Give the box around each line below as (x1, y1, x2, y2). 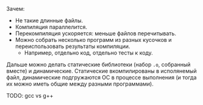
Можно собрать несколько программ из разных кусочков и (15, 36, 172, 43)
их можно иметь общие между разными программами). (6, 80, 154, 87)
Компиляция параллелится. (15, 24, 87, 30)
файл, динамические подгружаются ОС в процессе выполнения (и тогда (6, 74, 197, 81)
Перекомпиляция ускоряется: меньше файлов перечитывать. (15, 30, 177, 37)
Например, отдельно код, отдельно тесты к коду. (24, 49, 154, 56)
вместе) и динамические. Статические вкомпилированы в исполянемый (6, 67, 197, 75)
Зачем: (6, 5, 25, 12)
